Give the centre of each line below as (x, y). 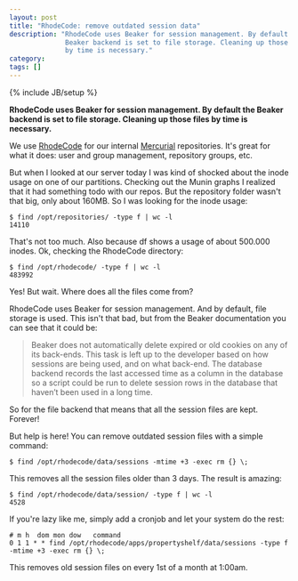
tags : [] (25, 68)
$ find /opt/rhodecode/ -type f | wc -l (85, 267)
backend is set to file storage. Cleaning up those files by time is (129, 119)
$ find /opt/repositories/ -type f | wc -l (91, 217)
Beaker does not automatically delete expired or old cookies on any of (159, 344)
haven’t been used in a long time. (92, 391)
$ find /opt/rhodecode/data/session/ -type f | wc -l (111, 495)
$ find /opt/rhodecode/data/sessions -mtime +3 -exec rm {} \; (129, 462)
